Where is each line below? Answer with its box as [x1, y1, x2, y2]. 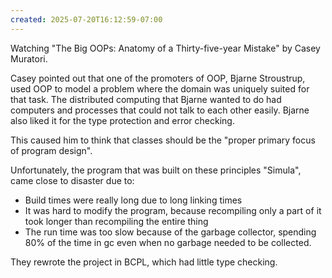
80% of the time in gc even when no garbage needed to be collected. [24, 236, 312, 248]
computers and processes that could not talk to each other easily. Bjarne [10, 104, 310, 116]
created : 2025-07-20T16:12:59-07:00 [10, 14, 163, 25]
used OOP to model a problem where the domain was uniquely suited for [10, 82, 310, 95]
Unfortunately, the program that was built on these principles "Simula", [10, 164, 302, 176]
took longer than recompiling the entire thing [24, 215, 209, 227]
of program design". [10, 144, 93, 156]
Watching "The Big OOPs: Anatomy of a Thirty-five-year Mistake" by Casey [10, 42, 321, 54]
